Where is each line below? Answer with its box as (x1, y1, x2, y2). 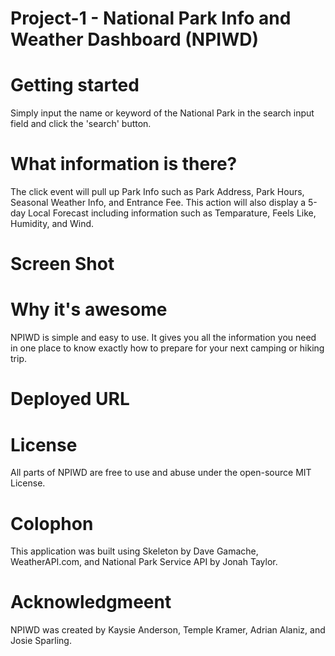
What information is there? (10, 153, 238, 176)
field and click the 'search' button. (10, 118, 152, 130)
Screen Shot (10, 253, 115, 276)
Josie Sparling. (10, 635, 72, 647)
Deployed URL (10, 388, 130, 411)
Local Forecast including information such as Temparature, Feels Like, (28, 207, 317, 219)
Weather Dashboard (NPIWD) (10, 28, 260, 51)
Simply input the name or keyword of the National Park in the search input (10, 107, 315, 119)
